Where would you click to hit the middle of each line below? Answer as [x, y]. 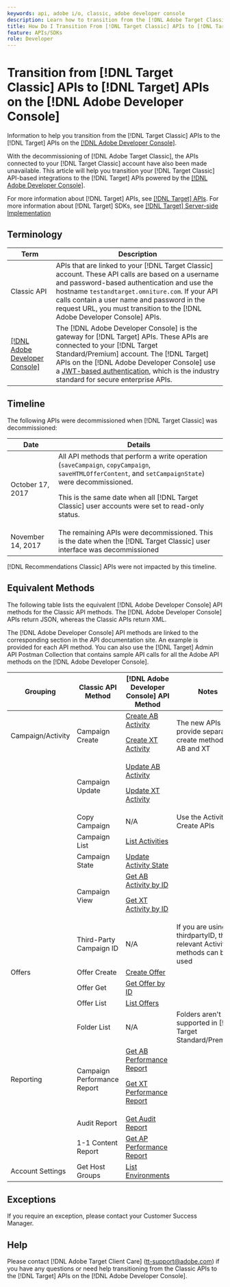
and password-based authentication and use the [135, 282]
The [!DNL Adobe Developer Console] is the [126, 328]
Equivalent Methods [51, 588]
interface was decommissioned [108, 549]
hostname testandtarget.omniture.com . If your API [137, 291]
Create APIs [195, 826]
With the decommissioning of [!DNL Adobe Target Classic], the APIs [103, 156]
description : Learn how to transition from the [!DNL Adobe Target [105, 20]
